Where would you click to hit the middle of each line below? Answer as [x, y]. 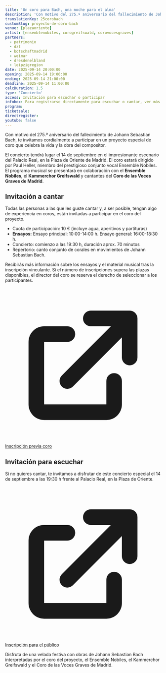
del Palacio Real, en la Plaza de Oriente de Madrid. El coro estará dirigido [80, 160]
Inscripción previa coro [29, 446]
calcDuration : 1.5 [24, 88]
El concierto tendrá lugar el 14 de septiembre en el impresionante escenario [82, 155]
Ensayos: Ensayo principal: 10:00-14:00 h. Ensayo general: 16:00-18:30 [85, 234]
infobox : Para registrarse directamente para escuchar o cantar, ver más [83, 102]
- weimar [19, 56]
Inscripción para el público [32, 645]
